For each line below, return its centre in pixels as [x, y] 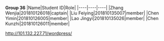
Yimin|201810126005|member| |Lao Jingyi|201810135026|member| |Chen [82, 18]
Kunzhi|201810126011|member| [37, 23]
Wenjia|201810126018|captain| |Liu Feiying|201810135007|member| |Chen [82, 13]
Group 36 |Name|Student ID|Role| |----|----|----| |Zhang [65, 8]
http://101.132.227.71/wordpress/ [39, 33]
